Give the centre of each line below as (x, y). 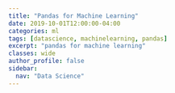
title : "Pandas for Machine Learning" (73, 16)
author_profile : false (46, 61)
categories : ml (34, 31)
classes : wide (32, 53)
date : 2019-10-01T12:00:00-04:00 (65, 23)
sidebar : (23, 69)
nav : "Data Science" (50, 76)
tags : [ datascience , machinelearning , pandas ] (88, 38)
